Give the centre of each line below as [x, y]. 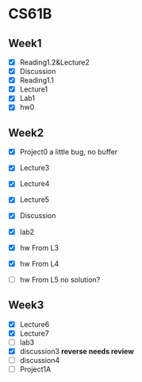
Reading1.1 [36, 80]
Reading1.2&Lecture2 [54, 62]
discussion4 [40, 360]
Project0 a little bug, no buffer [68, 152]
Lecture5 [35, 200]
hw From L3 [39, 248]
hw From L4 [39, 263]
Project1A [35, 369]
